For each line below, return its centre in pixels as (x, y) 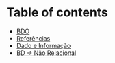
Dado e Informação (43, 45)
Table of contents (57, 13)
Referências (33, 38)
